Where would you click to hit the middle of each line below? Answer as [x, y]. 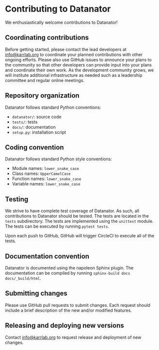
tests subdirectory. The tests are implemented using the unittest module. [79, 221]
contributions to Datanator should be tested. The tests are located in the [77, 216]
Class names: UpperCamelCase [41, 174]
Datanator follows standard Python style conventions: [59, 159]
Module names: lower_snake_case [45, 168]
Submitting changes [36, 293]
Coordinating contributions [47, 38]
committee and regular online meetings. [45, 80]
